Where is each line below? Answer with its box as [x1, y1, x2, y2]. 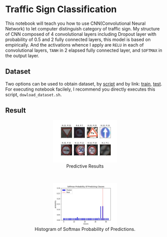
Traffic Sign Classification [5, 4, 117, 15]
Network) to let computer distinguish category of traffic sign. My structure [5, 25, 160, 31]
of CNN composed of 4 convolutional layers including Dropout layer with [5, 31, 157, 37]
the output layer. [5, 52, 39, 59]
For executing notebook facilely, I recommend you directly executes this [5, 86, 155, 92]
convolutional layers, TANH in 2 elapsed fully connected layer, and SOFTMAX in [5, 47, 162, 53]
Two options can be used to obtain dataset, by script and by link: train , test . [5, 81, 162, 87]
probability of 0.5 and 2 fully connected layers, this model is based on [5, 36, 151, 43]
